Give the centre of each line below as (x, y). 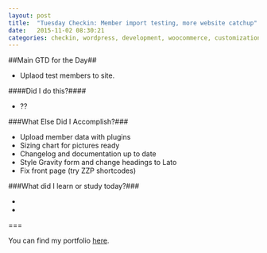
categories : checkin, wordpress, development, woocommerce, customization (135, 38)
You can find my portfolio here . (59, 241)
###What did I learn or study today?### (74, 186)
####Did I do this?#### (47, 91)
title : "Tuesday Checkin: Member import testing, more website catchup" (133, 23)
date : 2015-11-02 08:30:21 (56, 30)
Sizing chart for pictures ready (70, 146)
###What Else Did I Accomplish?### (68, 122)
